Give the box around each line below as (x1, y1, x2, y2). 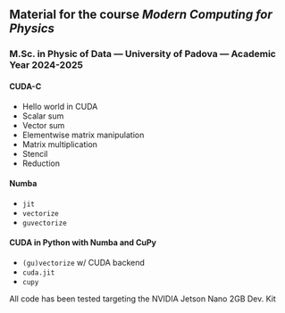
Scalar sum (21, 111, 64, 121)
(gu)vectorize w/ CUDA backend (21, 257, 146, 268)
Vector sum (21, 119, 65, 130)
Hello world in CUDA (21, 101, 98, 111)
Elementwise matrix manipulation (21, 129, 145, 140)
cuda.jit (21, 268, 55, 277)
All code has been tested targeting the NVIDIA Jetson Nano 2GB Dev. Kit (9, 293, 277, 304)
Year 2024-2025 (9, 59, 83, 71)
